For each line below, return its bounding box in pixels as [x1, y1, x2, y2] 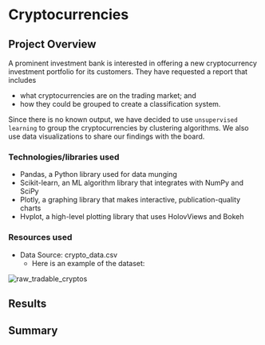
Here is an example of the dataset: [31, 258, 145, 268]
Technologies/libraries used [8, 151, 120, 163]
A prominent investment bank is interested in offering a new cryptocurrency [8, 58, 258, 68]
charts [19, 203, 42, 213]
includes [8, 76, 37, 84]
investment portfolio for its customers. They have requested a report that [8, 67, 248, 76]
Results [8, 296, 47, 310]
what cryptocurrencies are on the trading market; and [19, 91, 197, 100]
